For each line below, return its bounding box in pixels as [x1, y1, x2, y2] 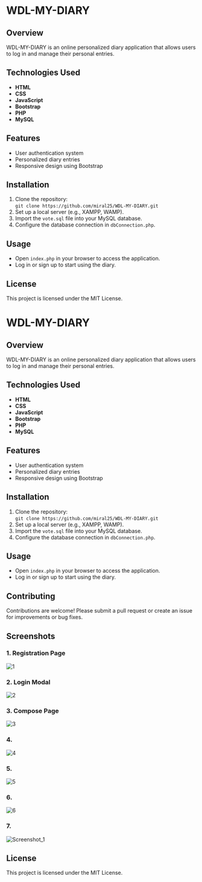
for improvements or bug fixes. [6, 614, 83, 621]
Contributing [6, 591, 55, 601]
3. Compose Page [6, 707, 59, 715]
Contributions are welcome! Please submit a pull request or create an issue [6, 607, 193, 614]
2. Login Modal [6, 678, 51, 686]
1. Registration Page [6, 649, 66, 657]
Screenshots [6, 631, 55, 641]
